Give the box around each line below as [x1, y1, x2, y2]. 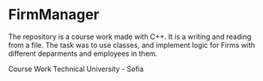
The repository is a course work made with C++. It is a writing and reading [8, 32, 252, 41]
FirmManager [8, 6, 99, 24]
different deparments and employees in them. [8, 48, 158, 58]
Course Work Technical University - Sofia [8, 64, 145, 73]
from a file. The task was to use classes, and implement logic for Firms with [8, 40, 256, 49]
